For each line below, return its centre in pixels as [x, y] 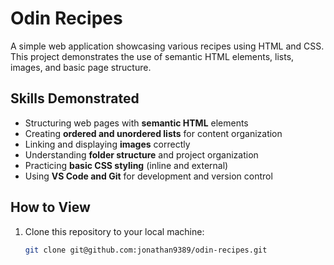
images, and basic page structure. [81, 67]
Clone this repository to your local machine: [114, 231]
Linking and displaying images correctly [107, 144]
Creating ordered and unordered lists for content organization [153, 133]
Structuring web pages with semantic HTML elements [136, 123]
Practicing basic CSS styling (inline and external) [126, 165]
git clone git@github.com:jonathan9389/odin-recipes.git [146, 250]
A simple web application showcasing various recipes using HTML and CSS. [167, 46]
